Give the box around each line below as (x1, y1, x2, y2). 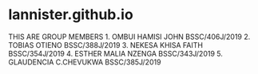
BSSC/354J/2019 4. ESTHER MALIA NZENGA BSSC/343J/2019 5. (8, 49, 224, 58)
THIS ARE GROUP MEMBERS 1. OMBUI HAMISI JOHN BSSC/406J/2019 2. (8, 32, 251, 41)
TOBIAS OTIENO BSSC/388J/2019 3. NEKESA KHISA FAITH (8, 40, 204, 49)
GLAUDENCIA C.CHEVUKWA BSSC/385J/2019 (8, 57, 161, 67)
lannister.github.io (8, 6, 133, 24)
